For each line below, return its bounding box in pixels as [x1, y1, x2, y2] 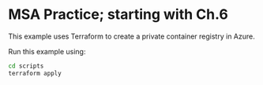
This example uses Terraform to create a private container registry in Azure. [8, 31, 255, 41]
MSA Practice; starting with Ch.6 [8, 6, 229, 24]
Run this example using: [8, 46, 86, 56]
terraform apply [8, 69, 62, 77]
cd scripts [8, 61, 44, 70]
